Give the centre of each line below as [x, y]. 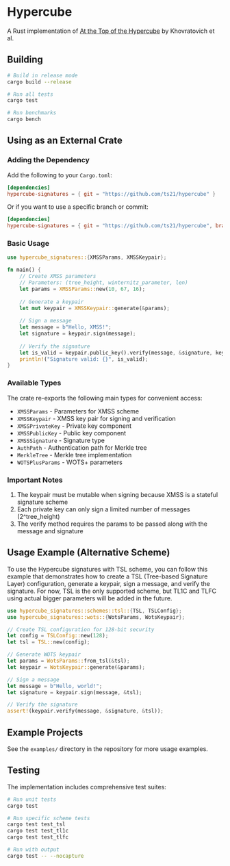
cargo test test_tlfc [38, 837]
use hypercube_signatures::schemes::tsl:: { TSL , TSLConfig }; [95, 611]
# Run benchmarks [32, 113]
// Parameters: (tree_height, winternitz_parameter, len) [104, 283]
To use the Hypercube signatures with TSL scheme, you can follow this [107, 569]
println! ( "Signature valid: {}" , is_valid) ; [84, 359]
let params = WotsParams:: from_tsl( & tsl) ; [68, 661]
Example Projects [45, 732]
